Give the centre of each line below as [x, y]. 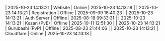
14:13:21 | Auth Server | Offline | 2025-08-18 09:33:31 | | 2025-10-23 [75, 18]
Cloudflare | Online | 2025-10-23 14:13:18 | [48, 33]
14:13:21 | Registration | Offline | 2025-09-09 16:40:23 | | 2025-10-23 [82, 13]
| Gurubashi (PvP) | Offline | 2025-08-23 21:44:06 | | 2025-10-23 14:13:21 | [82, 28]
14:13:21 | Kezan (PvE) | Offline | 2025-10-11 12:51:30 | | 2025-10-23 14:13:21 [83, 23]
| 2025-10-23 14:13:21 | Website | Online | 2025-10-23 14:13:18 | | [72, 8]
